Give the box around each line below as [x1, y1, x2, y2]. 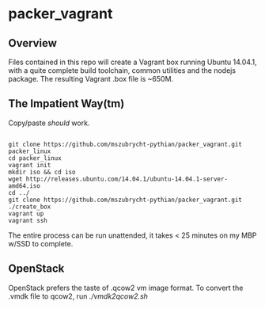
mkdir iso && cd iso [8, 168, 77, 176]
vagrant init [8, 161, 51, 169]
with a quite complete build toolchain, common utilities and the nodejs [8, 66, 236, 75]
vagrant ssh [8, 216, 47, 224]
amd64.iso [8, 181, 41, 190]
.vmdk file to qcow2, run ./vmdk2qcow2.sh [8, 291, 149, 301]
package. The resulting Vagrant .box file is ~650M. [8, 74, 174, 83]
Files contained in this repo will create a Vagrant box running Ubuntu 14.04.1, [8, 57, 257, 67]
